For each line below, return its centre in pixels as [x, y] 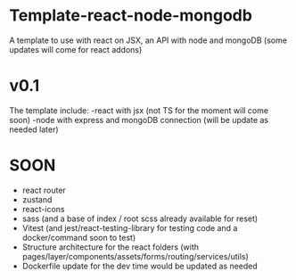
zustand [37, 199]
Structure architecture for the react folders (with [110, 247]
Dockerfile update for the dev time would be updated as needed [140, 266]
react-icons [43, 209]
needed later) [34, 129]
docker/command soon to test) [79, 237]
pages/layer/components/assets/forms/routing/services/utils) [136, 256]
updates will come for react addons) [76, 49]
